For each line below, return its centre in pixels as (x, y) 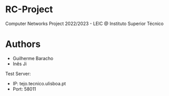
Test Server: (18, 74)
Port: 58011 (24, 89)
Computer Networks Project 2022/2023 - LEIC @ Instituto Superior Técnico (84, 23)
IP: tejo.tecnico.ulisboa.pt (39, 83)
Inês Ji (20, 64)
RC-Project (29, 9)
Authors (23, 44)
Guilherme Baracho (33, 58)
